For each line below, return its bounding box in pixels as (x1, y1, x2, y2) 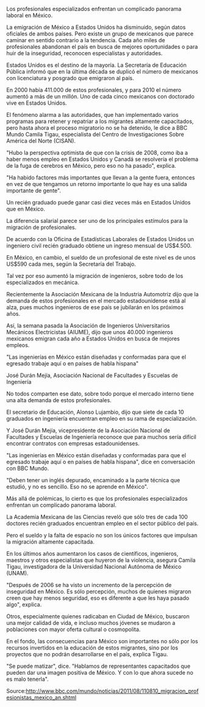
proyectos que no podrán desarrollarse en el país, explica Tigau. (6, 651, 168, 657)
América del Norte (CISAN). (6, 137, 76, 144)
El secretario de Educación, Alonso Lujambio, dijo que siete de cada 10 (6, 408, 184, 416)
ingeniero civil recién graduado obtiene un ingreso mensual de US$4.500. (6, 242, 192, 249)
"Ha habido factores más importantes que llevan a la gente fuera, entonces (6, 174, 195, 181)
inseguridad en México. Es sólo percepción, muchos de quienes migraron (6, 588, 192, 595)
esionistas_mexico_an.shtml (6, 694, 77, 701)
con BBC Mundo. (6, 465, 49, 472)
